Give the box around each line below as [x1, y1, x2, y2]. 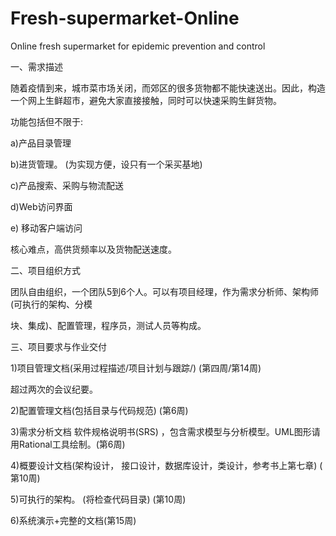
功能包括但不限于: [10, 115, 84, 127]
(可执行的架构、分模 [10, 298, 93, 310]
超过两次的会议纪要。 [10, 383, 98, 395]
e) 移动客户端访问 [10, 222, 83, 234]
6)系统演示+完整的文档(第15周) [10, 514, 137, 526]
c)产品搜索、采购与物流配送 [10, 179, 124, 191]
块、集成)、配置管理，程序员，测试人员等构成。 [10, 319, 207, 331]
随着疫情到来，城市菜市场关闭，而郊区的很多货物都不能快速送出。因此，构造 [10, 82, 326, 94]
